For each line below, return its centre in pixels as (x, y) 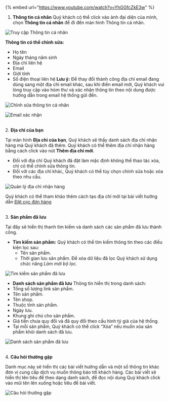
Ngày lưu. (23, 310)
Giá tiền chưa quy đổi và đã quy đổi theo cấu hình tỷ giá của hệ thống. (86, 321)
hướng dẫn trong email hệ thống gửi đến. (55, 95)
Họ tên (19, 52)
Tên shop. (23, 299)
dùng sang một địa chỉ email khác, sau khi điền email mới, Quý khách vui (88, 84)
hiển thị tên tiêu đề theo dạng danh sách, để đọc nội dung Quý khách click (83, 377)
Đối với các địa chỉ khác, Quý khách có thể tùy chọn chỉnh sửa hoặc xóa (88, 171)
